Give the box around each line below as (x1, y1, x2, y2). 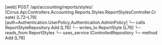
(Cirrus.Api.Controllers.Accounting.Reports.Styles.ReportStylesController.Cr (5, 9, 157, 15)
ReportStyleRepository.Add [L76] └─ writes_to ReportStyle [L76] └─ (5, 25, 141, 30)
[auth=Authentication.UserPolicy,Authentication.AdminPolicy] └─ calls (5, 19, 146, 25)
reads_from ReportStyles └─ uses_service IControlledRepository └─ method (5, 30, 158, 35)
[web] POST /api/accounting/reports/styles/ (5, 4, 93, 10)
